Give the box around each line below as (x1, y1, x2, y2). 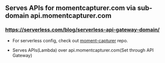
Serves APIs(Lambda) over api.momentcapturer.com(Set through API (12, 47, 154, 53)
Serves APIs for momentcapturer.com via (5, 4, 136, 12)
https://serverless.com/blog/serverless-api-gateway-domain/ (5, 27, 160, 33)
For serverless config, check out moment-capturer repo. (12, 37, 128, 43)
